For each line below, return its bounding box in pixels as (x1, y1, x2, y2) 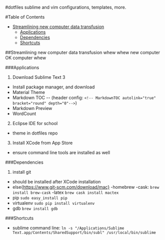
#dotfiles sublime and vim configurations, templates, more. (5, 5, 126, 10)
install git (12, 169, 31, 175)
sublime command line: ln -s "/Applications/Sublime (12, 225, 124, 230)
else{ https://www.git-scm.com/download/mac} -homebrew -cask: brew (12, 184, 159, 190)
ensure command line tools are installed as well (12, 150, 110, 155)
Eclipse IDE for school (12, 121, 58, 126)
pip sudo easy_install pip (12, 195, 67, 200)
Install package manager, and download (12, 84, 95, 90)
